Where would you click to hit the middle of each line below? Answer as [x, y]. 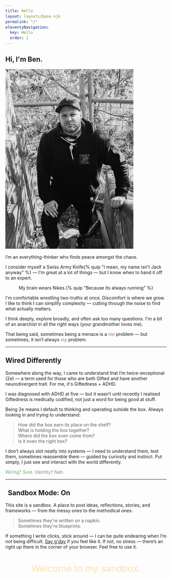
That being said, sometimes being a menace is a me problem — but [76, 334]
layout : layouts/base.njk [33, 16]
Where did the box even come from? [56, 436]
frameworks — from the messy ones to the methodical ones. [69, 511]
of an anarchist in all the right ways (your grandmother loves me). [74, 324]
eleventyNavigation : [27, 27]
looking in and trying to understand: [43, 414]
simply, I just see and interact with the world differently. [63, 462]
